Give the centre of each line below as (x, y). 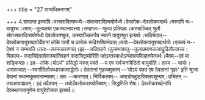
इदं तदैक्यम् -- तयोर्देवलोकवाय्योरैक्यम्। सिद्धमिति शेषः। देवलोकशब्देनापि (104, 83)
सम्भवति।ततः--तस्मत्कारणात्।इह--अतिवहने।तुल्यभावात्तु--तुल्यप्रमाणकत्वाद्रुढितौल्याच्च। (104, 49)
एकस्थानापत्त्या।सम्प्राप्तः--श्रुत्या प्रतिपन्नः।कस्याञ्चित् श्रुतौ (106, 28)
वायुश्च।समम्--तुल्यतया (29, 28)
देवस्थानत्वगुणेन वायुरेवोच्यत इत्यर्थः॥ (41, 90)
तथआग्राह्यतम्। (21, 83)
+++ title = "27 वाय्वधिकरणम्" (39, 9)
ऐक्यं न (13, 49)
